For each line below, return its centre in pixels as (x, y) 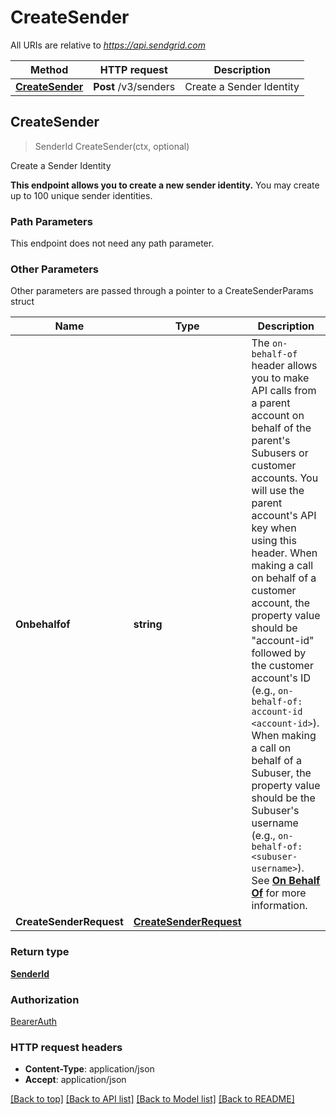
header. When (284, 553)
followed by (279, 653)
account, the (281, 603)
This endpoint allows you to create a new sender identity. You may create (165, 185)
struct (22, 302)
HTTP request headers (66, 1047)
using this (274, 541)
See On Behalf (286, 881)
